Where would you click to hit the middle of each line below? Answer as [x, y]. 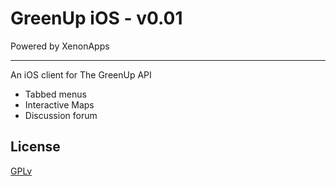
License [35, 147]
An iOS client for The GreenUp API [81, 74]
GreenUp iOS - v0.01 [96, 18]
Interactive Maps [59, 104]
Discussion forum [61, 115]
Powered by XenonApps [60, 46]
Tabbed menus [55, 94]
